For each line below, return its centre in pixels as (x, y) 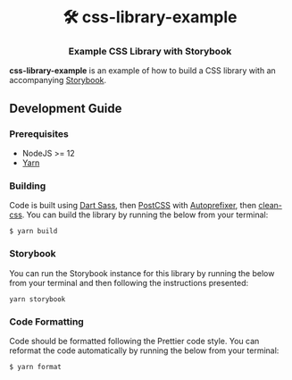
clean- (271, 206)
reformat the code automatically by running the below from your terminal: (144, 350)
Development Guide (66, 108)
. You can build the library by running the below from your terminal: (145, 215)
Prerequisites (39, 133)
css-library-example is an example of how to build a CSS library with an (143, 71)
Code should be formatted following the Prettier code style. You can (134, 342)
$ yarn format (36, 367)
